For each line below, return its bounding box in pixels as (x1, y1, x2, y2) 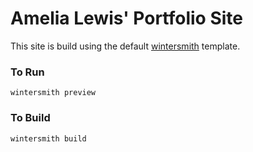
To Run (10, 65, 45, 79)
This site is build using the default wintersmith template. (10, 40, 241, 52)
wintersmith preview (10, 88, 97, 98)
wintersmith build (10, 133, 87, 144)
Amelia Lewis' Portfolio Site (10, 7, 243, 30)
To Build (10, 111, 51, 125)
